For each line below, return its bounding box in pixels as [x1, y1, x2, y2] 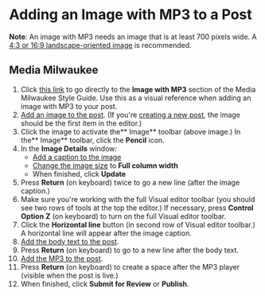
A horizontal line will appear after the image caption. [20, 228, 192, 238]
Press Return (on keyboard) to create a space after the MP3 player [20, 262, 240, 271]
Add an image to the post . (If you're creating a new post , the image [20, 110, 241, 119]
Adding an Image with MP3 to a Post [9, 6, 253, 24]
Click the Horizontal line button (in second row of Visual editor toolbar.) [20, 220, 255, 229]
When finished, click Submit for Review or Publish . [20, 278, 189, 288]
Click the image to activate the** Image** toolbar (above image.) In [20, 127, 241, 136]
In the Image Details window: [20, 143, 118, 153]
